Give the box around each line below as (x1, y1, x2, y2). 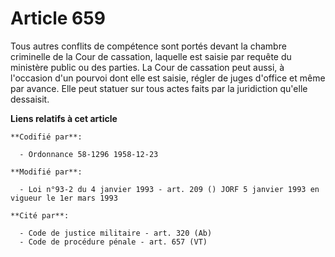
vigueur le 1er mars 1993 (10, 193, 118, 203)
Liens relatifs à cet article (10, 112, 118, 124)
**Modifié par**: (10, 167, 83, 177)
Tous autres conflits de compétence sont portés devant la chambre (10, 40, 287, 52)
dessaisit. (10, 93, 50, 105)
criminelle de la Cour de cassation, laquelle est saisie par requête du (10, 50, 292, 62)
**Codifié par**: (10, 132, 83, 142)
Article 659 (10, 7, 106, 30)
